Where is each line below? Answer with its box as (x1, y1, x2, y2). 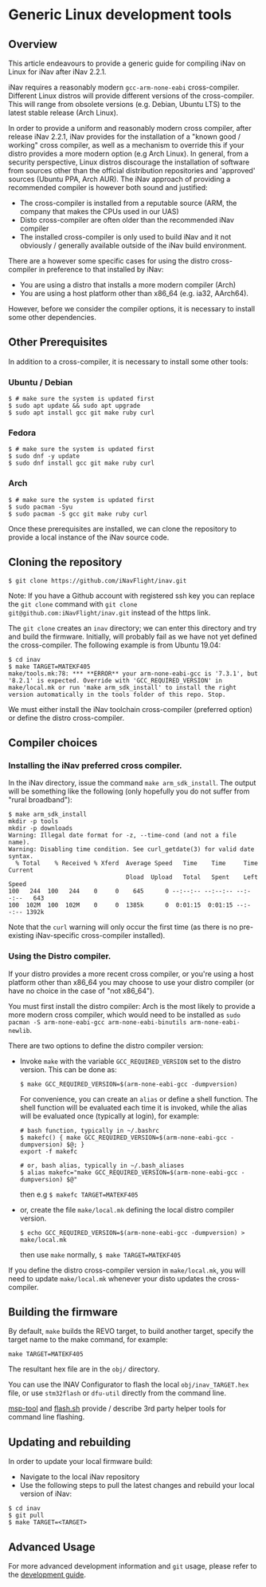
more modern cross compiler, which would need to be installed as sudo (8, 1010, 241, 1019)
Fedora (8, 427, 37, 438)
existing (8, 931, 34, 940)
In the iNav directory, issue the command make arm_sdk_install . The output (8, 778, 256, 788)
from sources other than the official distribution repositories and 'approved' (8, 166, 256, 175)
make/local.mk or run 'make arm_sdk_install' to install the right (8, 683, 237, 691)
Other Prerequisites (8, 335, 108, 349)
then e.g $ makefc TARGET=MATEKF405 (19, 1189, 139, 1199)
